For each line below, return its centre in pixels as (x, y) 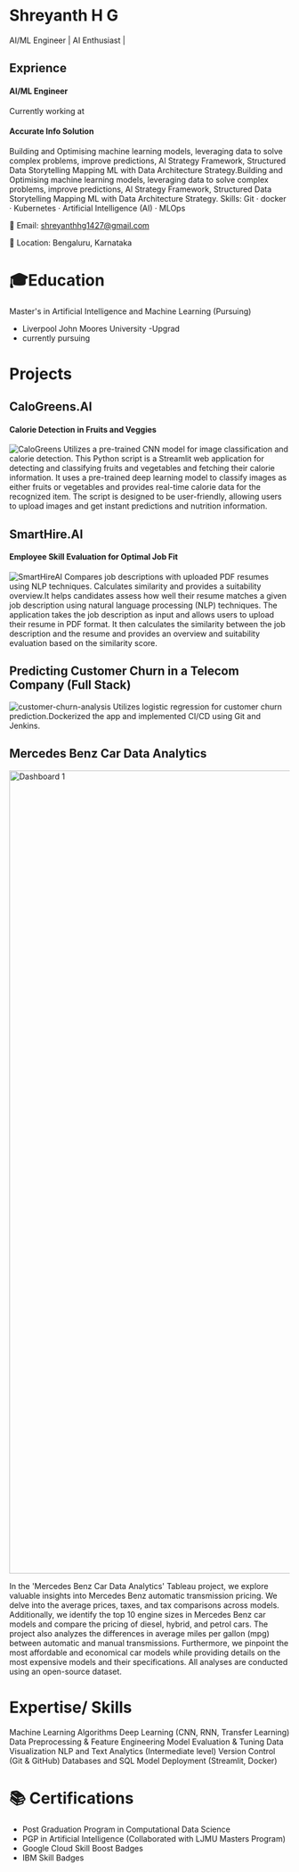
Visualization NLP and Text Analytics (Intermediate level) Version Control (142, 1751)
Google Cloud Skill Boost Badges (83, 1848)
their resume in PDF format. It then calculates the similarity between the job (148, 625)
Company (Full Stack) (70, 685)
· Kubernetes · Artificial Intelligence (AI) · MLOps (97, 208)
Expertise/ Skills (71, 1707)
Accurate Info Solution (52, 131)
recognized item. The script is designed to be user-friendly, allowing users (145, 497)
